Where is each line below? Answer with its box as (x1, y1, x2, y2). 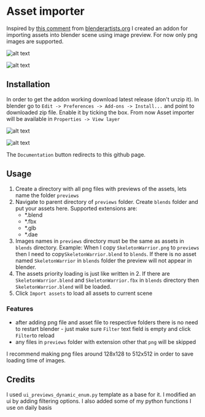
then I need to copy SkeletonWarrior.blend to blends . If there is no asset (15, 250, 196, 257)
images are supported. (6, 37, 64, 45)
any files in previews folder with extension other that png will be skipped (15, 338, 196, 345)
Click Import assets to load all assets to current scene (15, 289, 153, 297)
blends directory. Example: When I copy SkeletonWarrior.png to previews (15, 244, 199, 251)
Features (6, 305, 34, 313)
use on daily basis (6, 403, 52, 411)
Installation (6, 79, 50, 90)
